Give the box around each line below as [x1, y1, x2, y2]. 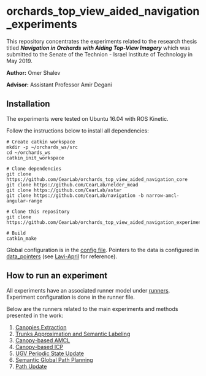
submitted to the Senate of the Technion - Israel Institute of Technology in [6, 50, 193, 58]
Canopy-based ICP [15, 343, 64, 350]
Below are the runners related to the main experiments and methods [6, 305, 178, 312]
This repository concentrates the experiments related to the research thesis [6, 37, 197, 45]
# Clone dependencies [6, 166, 62, 172]
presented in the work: [6, 312, 64, 319]
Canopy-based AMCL [15, 336, 71, 344]
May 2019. [6, 57, 32, 64]
